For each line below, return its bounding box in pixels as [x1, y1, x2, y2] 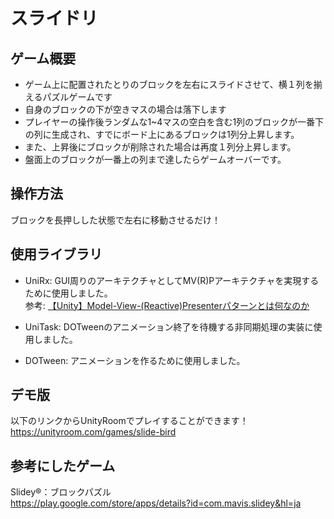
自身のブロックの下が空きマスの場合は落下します [24, 104, 227, 115]
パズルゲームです [42, 91, 113, 103]
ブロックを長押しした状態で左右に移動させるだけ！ [10, 214, 221, 226]
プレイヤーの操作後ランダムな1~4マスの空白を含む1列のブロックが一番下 [24, 116, 325, 128]
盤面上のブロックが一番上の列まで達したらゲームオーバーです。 [24, 154, 287, 165]
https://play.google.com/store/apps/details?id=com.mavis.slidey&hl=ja [10, 497, 302, 509]
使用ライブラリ [10, 246, 103, 263]
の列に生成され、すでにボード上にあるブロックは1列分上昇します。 [24, 129, 300, 140]
